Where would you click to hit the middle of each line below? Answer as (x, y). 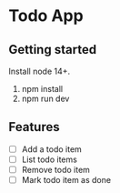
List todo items (50, 159)
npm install (42, 89)
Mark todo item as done (66, 180)
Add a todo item (52, 149)
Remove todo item (55, 169)
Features (34, 127)
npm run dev (45, 98)
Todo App (46, 16)
